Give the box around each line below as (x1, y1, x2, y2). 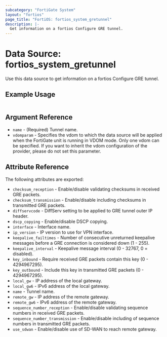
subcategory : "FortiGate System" (5, 7, 76, 13)
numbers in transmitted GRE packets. (12, 320, 91, 327)
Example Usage (5, 90, 56, 99)
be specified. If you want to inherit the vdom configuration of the (12, 142, 148, 148)
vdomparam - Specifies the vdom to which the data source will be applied (12, 132, 162, 138)
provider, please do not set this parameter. (12, 148, 101, 154)
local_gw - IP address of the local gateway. (12, 277, 102, 284)
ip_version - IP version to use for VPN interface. (12, 229, 114, 235)
